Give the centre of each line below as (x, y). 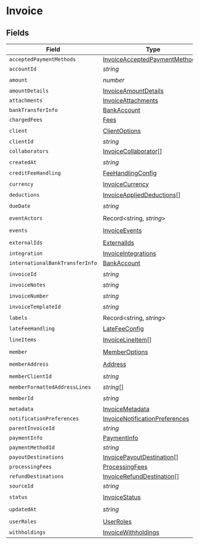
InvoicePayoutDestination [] (141, 457)
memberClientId (31, 376)
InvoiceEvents (122, 231)
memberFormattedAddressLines (50, 387)
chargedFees (26, 120)
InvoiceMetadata (126, 409)
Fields (18, 33)
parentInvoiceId (32, 428)
